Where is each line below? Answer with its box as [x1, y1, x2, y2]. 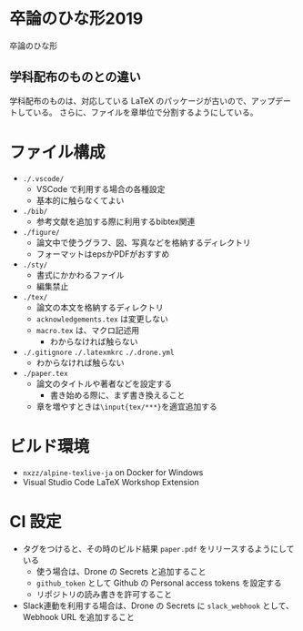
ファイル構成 [9, 142, 106, 162]
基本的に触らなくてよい [35, 195, 125, 206]
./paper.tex [22, 369, 68, 378]
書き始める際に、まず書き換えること [49, 389, 186, 401]
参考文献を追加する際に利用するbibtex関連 [35, 216, 196, 227]
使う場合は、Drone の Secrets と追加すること [35, 565, 207, 576]
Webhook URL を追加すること [22, 611, 135, 622]
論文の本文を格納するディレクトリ [35, 301, 164, 312]
